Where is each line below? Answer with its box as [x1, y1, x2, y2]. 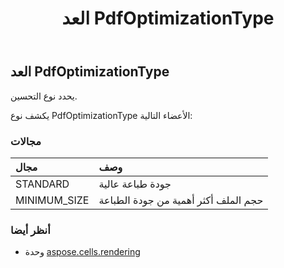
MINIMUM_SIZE [15, 193, 90, 207]
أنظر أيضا [10, 223, 51, 237]
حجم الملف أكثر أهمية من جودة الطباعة [98, 193, 264, 207]
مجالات [10, 134, 42, 148]
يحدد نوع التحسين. [10, 90, 78, 102]
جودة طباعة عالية [98, 177, 172, 191]
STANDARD [15, 177, 70, 191]
